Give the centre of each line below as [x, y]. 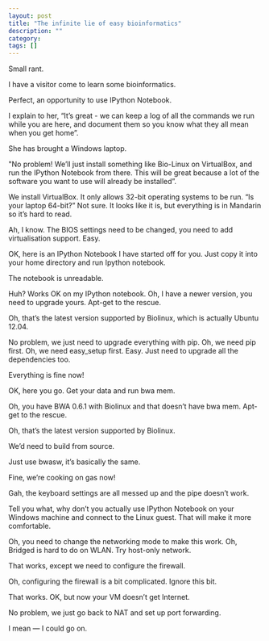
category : [25, 38]
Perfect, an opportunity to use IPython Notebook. [90, 100]
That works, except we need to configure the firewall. [97, 566]
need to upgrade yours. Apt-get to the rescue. [85, 303]
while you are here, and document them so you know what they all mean [129, 124]
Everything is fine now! [46, 375]
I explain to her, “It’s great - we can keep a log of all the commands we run [132, 116]
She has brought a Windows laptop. [68, 149]
